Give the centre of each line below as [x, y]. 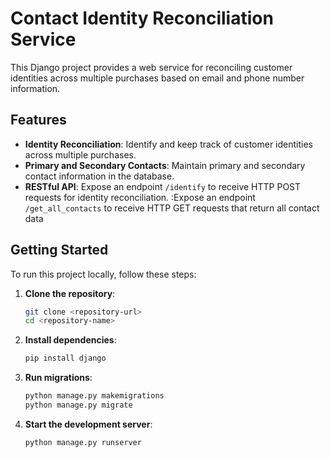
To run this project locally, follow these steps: [103, 274]
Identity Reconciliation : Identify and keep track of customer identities [169, 144]
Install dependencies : [70, 340]
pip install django [65, 358]
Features [38, 120]
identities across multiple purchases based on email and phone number [157, 78]
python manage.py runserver [83, 442]
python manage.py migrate [78, 405]
